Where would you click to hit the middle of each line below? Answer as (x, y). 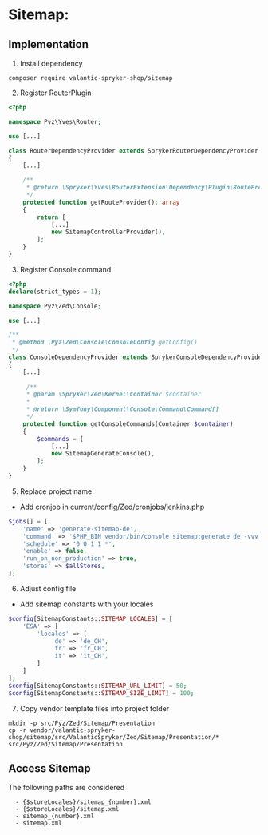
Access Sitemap (49, 768)
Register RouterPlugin (55, 93)
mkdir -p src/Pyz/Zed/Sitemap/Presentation (82, 723)
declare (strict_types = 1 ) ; (55, 292)
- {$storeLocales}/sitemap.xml (67, 809)
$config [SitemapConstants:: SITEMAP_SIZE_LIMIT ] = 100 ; (101, 693)
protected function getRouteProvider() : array (101, 202)
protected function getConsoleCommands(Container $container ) (128, 424)
